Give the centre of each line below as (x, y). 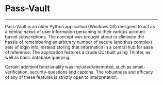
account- (138, 32)
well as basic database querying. (38, 57)
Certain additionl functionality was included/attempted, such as (68, 67)
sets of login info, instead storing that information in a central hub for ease (79, 47)
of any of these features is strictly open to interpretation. (61, 77)
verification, (17, 72)
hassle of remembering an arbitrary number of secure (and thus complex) (79, 42)
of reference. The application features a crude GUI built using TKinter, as (78, 52)
